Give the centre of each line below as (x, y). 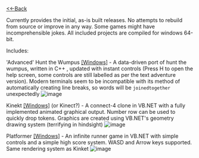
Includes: (17, 51)
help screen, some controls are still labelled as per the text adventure (91, 75)
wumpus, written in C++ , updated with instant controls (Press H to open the (100, 69)
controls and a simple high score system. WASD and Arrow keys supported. (99, 142)
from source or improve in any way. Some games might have (81, 27)
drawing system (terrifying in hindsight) (55, 124)
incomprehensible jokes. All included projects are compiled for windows (94, 33)
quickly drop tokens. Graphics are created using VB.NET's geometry (90, 118)
